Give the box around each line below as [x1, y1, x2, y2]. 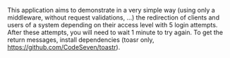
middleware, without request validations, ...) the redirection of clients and [7, 13, 220, 22]
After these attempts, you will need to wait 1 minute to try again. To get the [7, 28, 224, 36]
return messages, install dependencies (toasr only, [7, 36, 155, 44]
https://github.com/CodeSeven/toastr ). [7, 43, 121, 51]
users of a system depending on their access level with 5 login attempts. [7, 21, 218, 29]
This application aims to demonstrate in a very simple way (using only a [7, 6, 215, 14]
